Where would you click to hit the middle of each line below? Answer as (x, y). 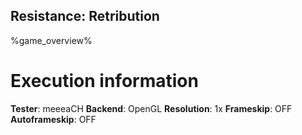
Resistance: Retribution (85, 16)
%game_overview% (51, 40)
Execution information (104, 81)
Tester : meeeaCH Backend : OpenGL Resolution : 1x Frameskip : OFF (151, 108)
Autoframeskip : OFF (53, 119)
